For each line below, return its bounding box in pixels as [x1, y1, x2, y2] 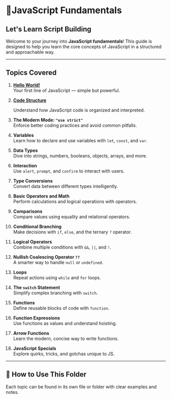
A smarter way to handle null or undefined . [13, 259, 104, 265]
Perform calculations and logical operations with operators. [13, 198, 138, 205]
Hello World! [13, 82, 40, 88]
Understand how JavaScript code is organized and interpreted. [13, 107, 145, 113]
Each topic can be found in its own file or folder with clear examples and [6, 383, 157, 390]
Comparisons [13, 208, 43, 214]
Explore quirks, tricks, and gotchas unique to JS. [13, 350, 115, 357]
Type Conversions [13, 178, 53, 184]
